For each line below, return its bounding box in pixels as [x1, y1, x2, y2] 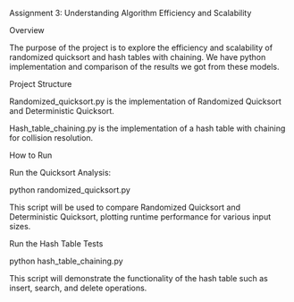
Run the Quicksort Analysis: [9, 168, 112, 177]
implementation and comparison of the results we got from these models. [9, 62, 280, 72]
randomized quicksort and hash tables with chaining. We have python [9, 52, 266, 62]
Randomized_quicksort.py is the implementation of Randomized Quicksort [9, 96, 281, 107]
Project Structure [9, 79, 72, 89]
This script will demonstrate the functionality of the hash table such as [9, 273, 268, 283]
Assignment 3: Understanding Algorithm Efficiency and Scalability [9, 8, 252, 18]
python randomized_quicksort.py [9, 185, 131, 195]
